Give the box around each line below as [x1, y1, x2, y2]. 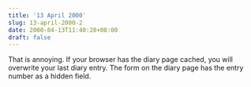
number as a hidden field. [8, 71, 92, 81]
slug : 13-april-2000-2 [8, 19, 83, 27]
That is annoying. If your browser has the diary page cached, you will [8, 55, 233, 64]
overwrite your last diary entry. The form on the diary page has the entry [8, 63, 244, 73]
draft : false [8, 33, 51, 42]
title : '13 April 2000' [8, 11, 87, 20]
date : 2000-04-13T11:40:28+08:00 [8, 26, 118, 34]
